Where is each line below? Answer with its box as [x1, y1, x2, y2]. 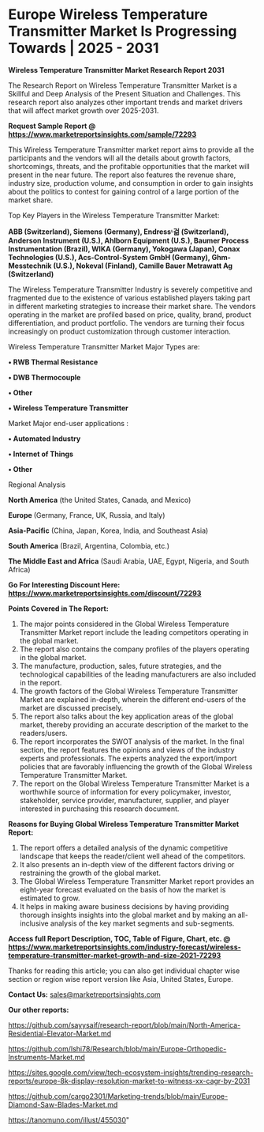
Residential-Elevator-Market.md [8, 1028, 112, 1038]
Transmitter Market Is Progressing [8, 22, 238, 40]
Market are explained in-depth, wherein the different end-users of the [19, 694, 247, 704]
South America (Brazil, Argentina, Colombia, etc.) [8, 541, 170, 550]
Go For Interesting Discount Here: [8, 579, 121, 590]
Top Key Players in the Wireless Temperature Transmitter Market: [8, 210, 220, 220]
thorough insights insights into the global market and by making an [19, 910, 236, 919]
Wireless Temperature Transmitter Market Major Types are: [8, 341, 200, 351]
